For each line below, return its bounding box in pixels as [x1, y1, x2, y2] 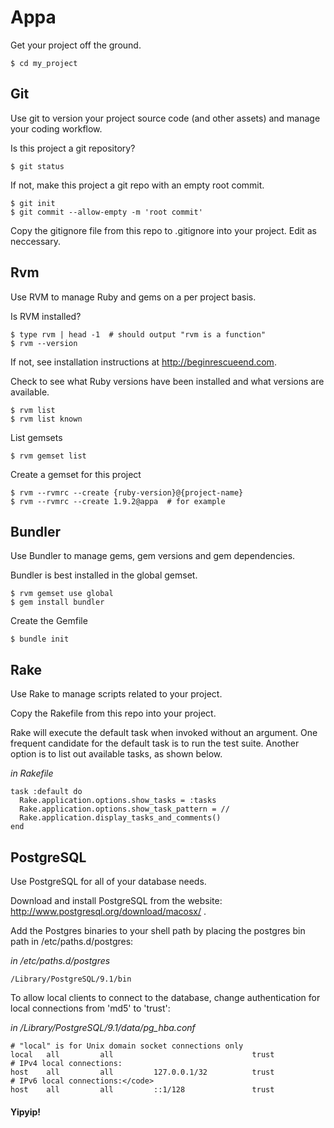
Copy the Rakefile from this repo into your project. [10, 707, 217, 720]
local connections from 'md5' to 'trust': [10, 1002, 171, 1014]
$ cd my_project [10, 58, 78, 68]
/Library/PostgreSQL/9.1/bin [10, 974, 132, 984]
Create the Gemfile [10, 615, 88, 627]
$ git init [10, 198, 56, 208]
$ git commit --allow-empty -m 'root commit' [10, 207, 203, 217]
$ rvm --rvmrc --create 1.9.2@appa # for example [10, 496, 226, 506]
